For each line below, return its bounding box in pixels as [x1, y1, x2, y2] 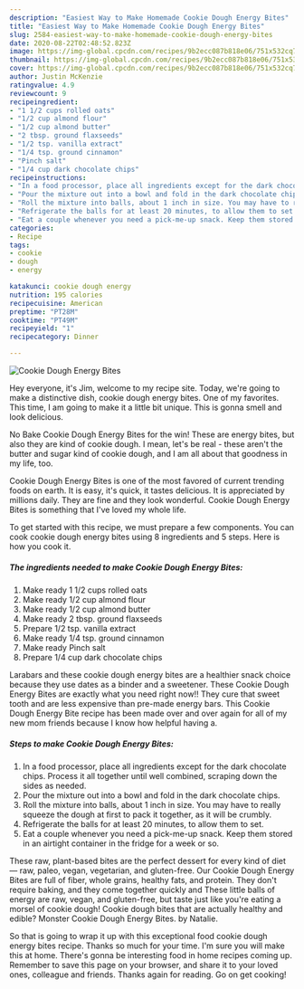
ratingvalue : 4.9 [9, 81, 75, 90]
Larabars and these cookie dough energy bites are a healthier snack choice [9, 669, 291, 680]
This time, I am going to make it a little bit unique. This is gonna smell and [9, 402, 282, 413]
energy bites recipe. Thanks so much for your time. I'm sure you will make [9, 940, 285, 951]
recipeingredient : [9, 97, 79, 107]
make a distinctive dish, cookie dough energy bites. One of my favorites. [9, 393, 280, 403]
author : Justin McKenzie [9, 72, 103, 81]
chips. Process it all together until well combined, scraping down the [22, 770, 278, 781]
